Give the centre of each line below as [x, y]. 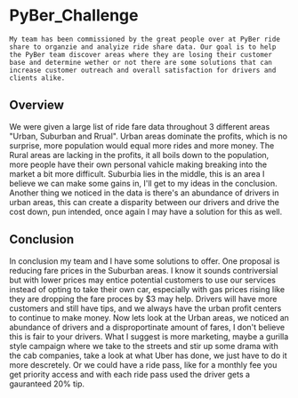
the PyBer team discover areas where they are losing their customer [141, 54]
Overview [37, 105]
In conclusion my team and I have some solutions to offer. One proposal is [145, 261]
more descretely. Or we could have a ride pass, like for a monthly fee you [143, 364]
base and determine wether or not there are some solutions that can [141, 62]
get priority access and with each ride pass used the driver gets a [130, 374]
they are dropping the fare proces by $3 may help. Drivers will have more [143, 298]
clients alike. [37, 78]
